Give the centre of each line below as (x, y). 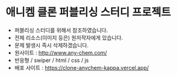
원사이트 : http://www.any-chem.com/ (61, 52)
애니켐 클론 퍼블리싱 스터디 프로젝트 (88, 12)
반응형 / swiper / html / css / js (51, 60)
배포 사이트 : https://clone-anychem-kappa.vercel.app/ (82, 67)
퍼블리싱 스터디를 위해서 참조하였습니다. (61, 30)
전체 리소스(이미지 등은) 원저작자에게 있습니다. (69, 37)
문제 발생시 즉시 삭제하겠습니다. (51, 45)
